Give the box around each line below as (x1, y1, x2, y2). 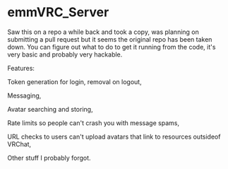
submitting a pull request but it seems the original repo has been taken (7, 35, 212, 43)
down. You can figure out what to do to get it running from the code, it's (7, 42, 216, 51)
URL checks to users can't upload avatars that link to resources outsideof (7, 132, 221, 141)
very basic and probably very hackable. (7, 50, 123, 59)
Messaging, (7, 91, 42, 100)
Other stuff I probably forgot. (7, 153, 91, 162)
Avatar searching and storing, (7, 105, 93, 113)
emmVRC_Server (7, 4, 109, 21)
